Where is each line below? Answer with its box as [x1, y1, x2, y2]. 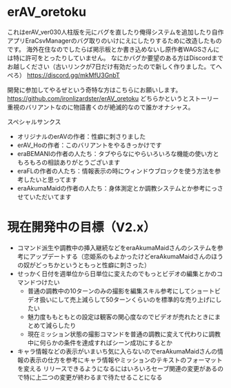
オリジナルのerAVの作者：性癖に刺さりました [17, 132, 146, 140]
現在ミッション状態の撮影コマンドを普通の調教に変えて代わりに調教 [27, 329, 221, 338]
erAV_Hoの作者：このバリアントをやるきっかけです [17, 141, 162, 149]
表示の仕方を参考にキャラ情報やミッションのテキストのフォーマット [29, 356, 223, 364]
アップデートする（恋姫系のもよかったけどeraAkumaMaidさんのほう [29, 252, 224, 260]
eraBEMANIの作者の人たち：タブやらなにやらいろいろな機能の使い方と [17, 149, 219, 157]
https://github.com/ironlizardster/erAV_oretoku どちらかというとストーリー [7, 94, 219, 102]
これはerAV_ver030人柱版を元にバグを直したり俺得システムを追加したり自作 [7, 28, 224, 36]
